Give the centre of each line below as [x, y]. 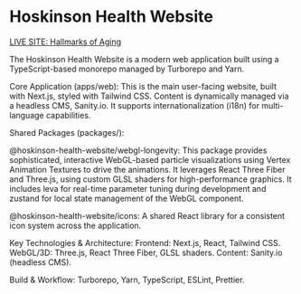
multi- [273, 105]
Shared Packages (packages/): [67, 132]
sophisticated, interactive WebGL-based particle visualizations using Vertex [150, 159]
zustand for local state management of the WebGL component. [127, 198]
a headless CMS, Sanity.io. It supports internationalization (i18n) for [135, 105]
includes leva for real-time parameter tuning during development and [138, 188]
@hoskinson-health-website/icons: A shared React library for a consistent [147, 215]
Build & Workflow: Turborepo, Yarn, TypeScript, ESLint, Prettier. [127, 280]
